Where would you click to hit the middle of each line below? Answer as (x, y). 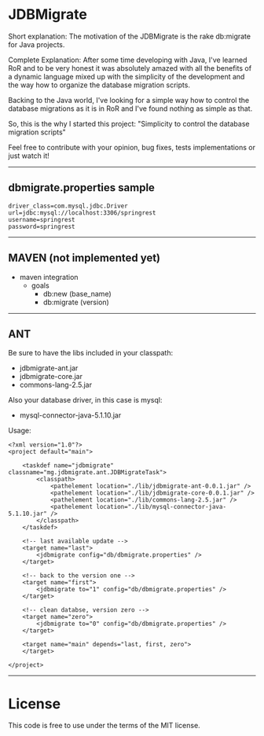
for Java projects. (37, 44)
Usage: (20, 431)
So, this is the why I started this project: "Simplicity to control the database (129, 123)
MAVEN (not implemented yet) (84, 258)
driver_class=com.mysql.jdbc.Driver (68, 206)
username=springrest (42, 219)
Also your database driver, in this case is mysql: (85, 400)
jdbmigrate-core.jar (51, 377)
